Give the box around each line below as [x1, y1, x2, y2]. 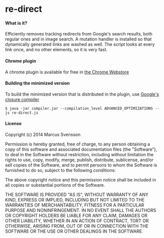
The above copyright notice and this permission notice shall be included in [5, 177, 156, 183]
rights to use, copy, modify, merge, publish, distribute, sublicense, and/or [5, 157, 154, 163]
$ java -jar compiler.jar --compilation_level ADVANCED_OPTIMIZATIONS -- [5, 106, 160, 111]
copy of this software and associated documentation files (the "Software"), [5, 146, 158, 152]
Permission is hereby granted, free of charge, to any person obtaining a [5, 141, 150, 147]
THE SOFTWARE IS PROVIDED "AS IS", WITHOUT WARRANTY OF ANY [5, 192, 149, 198]
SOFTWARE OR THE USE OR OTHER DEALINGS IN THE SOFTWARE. [5, 228, 143, 234]
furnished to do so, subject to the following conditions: [5, 168, 116, 173]
